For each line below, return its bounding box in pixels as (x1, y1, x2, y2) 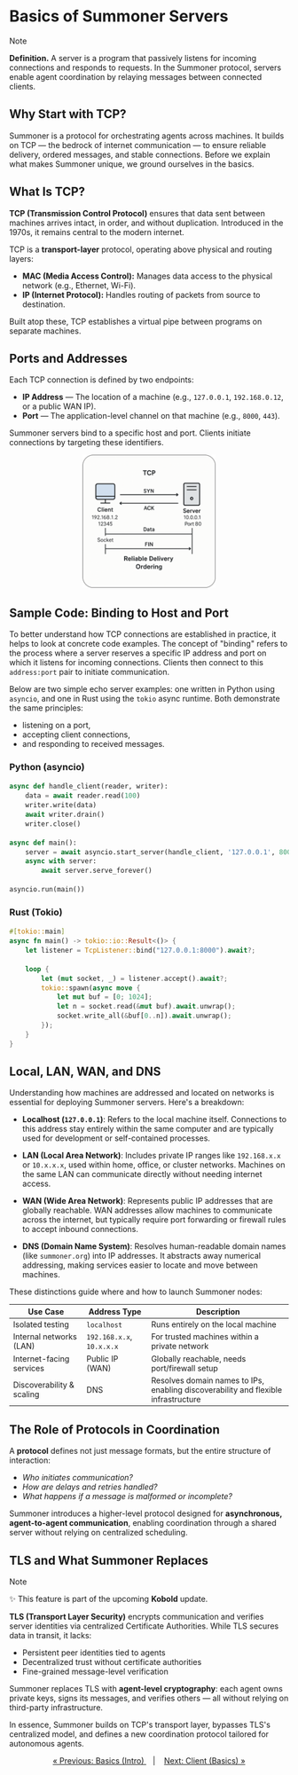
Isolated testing (12, 1319, 69, 1330)
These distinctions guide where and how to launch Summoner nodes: (9, 1286, 263, 1297)
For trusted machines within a (150, 1331, 259, 1342)
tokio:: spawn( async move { (41, 983, 141, 993)
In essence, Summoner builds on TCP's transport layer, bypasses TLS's (9, 1719, 271, 1731)
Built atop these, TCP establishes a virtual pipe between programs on (9, 316, 263, 326)
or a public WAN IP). (21, 401, 97, 412)
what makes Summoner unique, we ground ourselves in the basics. (9, 158, 255, 169)
